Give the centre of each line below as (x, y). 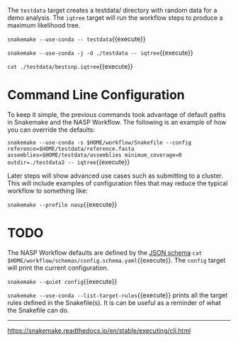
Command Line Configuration (96, 95)
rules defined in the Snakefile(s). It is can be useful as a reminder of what (114, 302)
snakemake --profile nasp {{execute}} (62, 204)
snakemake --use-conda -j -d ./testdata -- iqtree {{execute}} (100, 53)
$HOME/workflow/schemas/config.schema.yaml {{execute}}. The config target (117, 260)
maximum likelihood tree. (44, 25)
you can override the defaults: (51, 130)
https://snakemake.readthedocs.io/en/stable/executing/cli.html (99, 330)
